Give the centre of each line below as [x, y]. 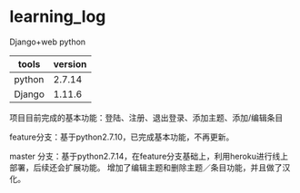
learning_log [58, 17]
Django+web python [48, 42]
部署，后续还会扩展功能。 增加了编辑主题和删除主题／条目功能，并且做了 [146, 167]
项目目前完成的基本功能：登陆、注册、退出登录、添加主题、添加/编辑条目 [146, 117]
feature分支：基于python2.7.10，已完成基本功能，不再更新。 [122, 137]
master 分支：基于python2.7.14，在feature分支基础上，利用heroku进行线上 [149, 156]
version [70, 63]
